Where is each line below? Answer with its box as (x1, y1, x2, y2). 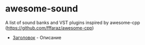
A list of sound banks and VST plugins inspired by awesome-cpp (5, 19, 140, 25)
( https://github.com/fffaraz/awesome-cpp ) (5, 24, 94, 30)
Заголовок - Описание (12, 34, 62, 40)
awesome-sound (5, 3, 78, 14)
